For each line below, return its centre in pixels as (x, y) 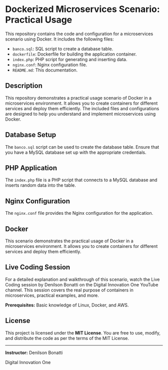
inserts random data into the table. (40, 185)
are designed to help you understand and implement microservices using (80, 114)
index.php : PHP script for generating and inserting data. (70, 59)
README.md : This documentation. (45, 70)
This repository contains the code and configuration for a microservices (79, 34)
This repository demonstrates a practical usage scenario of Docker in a (78, 98)
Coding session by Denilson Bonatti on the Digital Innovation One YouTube (82, 284)
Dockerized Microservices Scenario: (82, 9)
